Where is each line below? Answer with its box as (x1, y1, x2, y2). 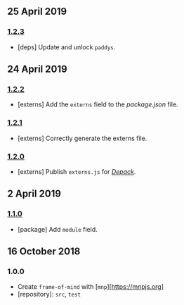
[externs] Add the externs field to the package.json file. (17, 100, 178, 108)
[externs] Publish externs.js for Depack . (17, 167, 136, 175)
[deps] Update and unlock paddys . (17, 42, 116, 51)
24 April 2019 (7, 63, 68, 75)
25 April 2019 (7, 6, 67, 18)
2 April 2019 (7, 188, 62, 200)
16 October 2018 (7, 246, 81, 258)
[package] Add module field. (17, 225, 98, 233)
